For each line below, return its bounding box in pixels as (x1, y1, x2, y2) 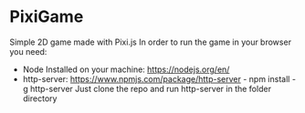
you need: (9, 46, 47, 56)
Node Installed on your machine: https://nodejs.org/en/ (22, 64, 230, 75)
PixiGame (9, 6, 84, 27)
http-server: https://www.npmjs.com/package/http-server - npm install (22, 73, 290, 84)
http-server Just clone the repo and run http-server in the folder (30, 83, 272, 94)
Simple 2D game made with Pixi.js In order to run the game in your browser (9, 36, 292, 47)
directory (22, 93, 58, 104)
